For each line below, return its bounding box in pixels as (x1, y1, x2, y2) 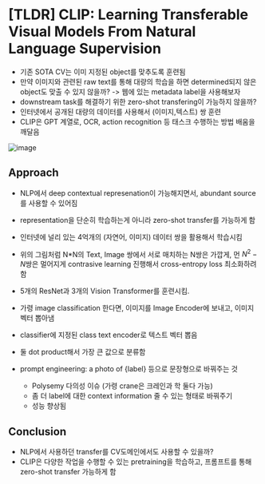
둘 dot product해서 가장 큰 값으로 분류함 (19, 347, 146, 357)
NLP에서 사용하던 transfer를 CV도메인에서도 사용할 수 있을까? (19, 447, 214, 457)
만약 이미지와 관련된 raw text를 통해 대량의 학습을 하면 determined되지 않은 (19, 77, 257, 86)
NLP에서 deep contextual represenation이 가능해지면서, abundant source (19, 188, 257, 197)
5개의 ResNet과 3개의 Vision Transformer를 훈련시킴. (19, 286, 190, 296)
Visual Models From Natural (8, 22, 196, 41)
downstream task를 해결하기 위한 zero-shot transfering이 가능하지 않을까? (19, 97, 257, 106)
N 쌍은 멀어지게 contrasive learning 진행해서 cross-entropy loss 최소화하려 (19, 260, 257, 269)
